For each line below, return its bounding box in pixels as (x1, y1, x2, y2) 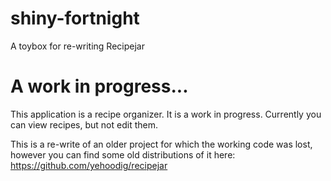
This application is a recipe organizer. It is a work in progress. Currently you (10, 108, 322, 120)
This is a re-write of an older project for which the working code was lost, (10, 138, 313, 150)
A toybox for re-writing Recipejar (10, 40, 145, 52)
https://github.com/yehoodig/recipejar (10, 159, 168, 171)
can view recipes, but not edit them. (10, 118, 158, 131)
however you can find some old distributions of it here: (10, 148, 236, 161)
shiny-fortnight (10, 7, 140, 30)
